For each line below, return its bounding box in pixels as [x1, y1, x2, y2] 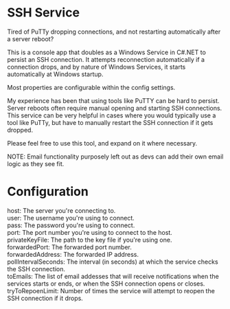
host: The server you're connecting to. [7, 206, 116, 214]
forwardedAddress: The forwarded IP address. [7, 250, 139, 258]
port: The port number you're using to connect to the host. [7, 228, 173, 236]
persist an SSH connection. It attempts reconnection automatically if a [7, 55, 205, 63]
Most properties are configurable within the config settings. [7, 83, 176, 91]
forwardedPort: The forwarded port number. [7, 242, 133, 251]
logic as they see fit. [7, 159, 65, 168]
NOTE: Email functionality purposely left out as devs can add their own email [7, 152, 224, 161]
